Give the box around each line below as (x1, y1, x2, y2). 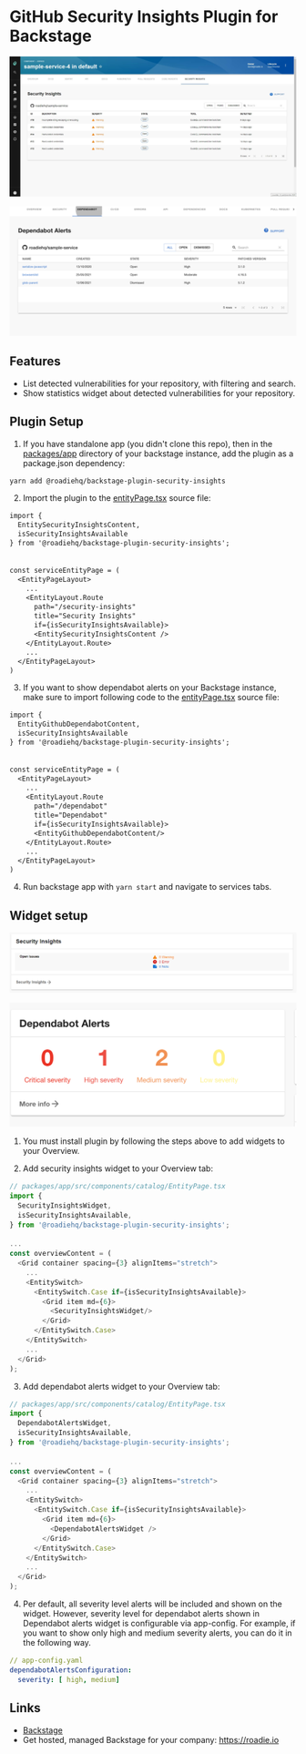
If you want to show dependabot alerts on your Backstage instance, (22, 682, 277, 693)
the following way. (22, 1637, 91, 1648)
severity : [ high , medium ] (17, 1675, 120, 1684)
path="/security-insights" (33, 603, 137, 612)
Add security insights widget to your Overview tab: (22, 1163, 214, 1174)
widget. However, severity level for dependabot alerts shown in (22, 1608, 260, 1619)
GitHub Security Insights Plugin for (9, 6, 279, 27)
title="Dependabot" (33, 811, 107, 821)
